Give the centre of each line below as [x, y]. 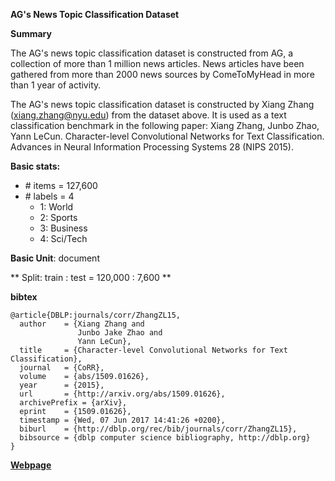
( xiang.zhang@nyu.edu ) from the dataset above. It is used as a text [148, 115]
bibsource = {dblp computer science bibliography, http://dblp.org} [165, 438]
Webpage [31, 465]
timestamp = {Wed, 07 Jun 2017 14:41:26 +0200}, [122, 420]
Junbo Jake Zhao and [120, 333]
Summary [31, 33]
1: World [56, 207]
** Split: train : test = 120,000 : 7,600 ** [91, 277]
